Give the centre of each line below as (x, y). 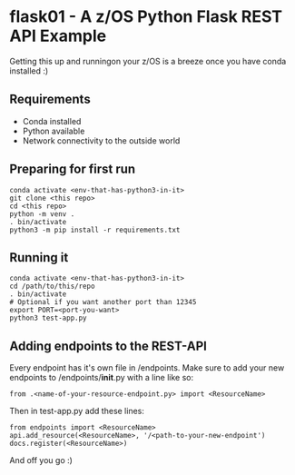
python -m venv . (42, 214)
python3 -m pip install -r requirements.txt (95, 230)
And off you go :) (41, 460)
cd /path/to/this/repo (52, 287)
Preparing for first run (73, 169)
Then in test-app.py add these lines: (77, 411)
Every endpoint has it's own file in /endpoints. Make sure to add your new (147, 368)
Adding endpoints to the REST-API (108, 346)
